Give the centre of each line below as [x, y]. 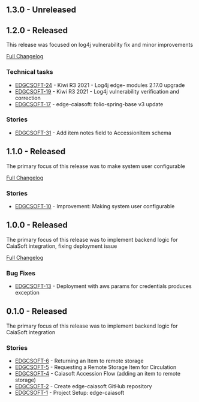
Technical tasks [30, 72]
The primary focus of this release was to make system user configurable [96, 166]
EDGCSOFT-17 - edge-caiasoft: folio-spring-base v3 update [89, 104]
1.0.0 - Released [37, 225]
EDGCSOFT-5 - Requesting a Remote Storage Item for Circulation [96, 367]
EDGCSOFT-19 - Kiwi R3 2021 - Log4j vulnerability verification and [97, 91]
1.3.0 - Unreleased [41, 10]
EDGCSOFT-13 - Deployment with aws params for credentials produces [103, 286]
